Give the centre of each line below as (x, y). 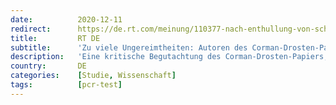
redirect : (31, 29)
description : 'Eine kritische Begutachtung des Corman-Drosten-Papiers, (169, 57)
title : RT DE (55, 38)
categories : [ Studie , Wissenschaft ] (93, 76)
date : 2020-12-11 (66, 19)
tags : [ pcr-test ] (66, 85)
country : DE (48, 66)
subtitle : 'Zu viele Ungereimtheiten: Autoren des (129, 47)
